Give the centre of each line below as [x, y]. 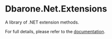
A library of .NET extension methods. [42, 22]
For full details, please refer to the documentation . [55, 31]
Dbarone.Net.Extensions [56, 9]
